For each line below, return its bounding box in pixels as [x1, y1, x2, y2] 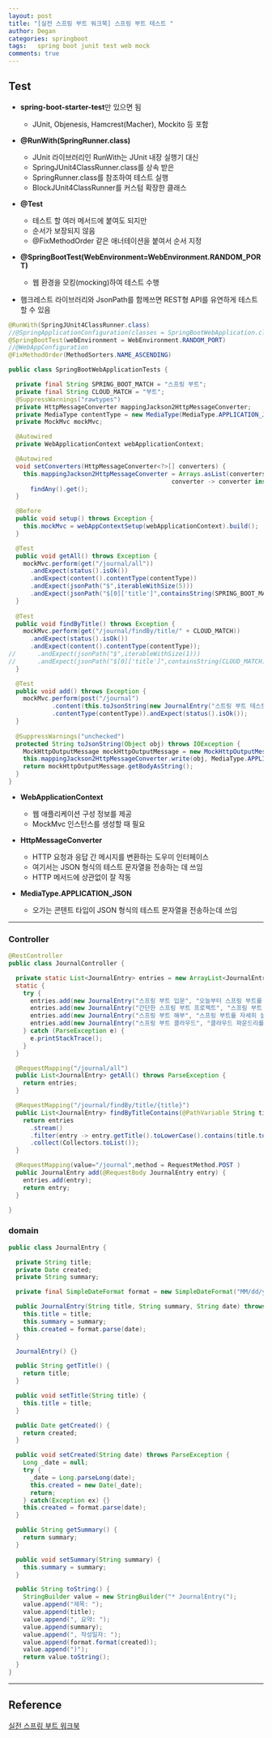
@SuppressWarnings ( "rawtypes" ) [15, 395, 121, 404]
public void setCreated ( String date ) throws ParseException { [15, 1451, 230, 1459]
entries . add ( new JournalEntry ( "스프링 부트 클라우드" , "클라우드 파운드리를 [29, 1019, 265, 1028]
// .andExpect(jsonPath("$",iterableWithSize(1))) [8, 650, 201, 658]
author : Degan [8, 27, 57, 35]
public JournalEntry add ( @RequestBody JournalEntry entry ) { [15, 1169, 227, 1177]
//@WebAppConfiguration [8, 344, 89, 352]
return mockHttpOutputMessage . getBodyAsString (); [23, 763, 194, 771]
